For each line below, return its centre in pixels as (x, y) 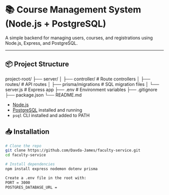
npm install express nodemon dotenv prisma (52, 169)
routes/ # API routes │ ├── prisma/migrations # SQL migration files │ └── (82, 84)
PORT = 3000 (18, 182)
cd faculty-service (26, 155)
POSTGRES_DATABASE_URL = (31, 187)
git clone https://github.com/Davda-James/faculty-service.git (73, 151)
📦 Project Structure (37, 64)
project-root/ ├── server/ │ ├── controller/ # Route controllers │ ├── (78, 79)
